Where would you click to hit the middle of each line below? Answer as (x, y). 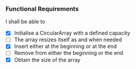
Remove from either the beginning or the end (69, 53)
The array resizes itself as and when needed (68, 40)
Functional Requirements (42, 9)
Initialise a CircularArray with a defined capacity (72, 33)
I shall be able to (25, 22)
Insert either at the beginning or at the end (65, 47)
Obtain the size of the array (47, 60)
